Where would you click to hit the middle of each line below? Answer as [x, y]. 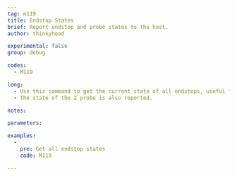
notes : [17, 111]
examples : [22, 136]
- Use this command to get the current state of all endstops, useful [120, 91]
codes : [17, 65]
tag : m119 [22, 14]
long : [15, 84]
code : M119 [36, 156]
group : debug [26, 53]
